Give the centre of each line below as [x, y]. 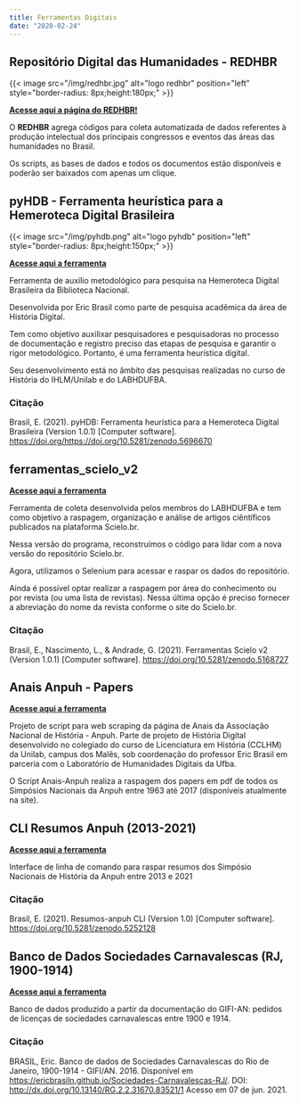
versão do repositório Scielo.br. [67, 554]
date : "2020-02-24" [45, 26]
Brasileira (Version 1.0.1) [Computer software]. [93, 432]
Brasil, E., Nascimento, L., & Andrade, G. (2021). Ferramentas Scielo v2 [139, 650]
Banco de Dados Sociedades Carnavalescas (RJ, [146, 956]
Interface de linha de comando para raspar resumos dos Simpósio [130, 867]
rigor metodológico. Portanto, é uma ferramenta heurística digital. [129, 353]
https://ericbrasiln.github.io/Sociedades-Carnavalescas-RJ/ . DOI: [129, 1080]
